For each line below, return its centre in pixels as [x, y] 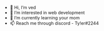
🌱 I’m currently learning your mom [45, 18]
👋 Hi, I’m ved [23, 8]
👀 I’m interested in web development [47, 13]
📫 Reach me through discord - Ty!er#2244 [54, 23]
